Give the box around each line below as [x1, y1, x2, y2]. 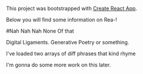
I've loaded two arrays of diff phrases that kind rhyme [6, 50, 136, 57]
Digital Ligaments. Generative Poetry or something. [6, 39, 130, 45]
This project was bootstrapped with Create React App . [6, 5, 138, 12]
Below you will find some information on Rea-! [6, 16, 117, 23]
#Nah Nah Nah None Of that [6, 27, 74, 34]
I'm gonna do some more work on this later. [6, 61, 111, 68]
